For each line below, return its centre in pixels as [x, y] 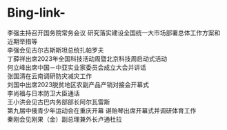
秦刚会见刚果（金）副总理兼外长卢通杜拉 [65, 119]
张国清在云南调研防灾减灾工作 [49, 76]
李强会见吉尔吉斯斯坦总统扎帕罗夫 [56, 50]
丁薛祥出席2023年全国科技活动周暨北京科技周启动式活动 [87, 58]
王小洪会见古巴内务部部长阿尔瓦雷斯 [59, 102]
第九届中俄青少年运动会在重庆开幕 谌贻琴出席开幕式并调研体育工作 [102, 110]
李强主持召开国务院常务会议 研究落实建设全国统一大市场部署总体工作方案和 [114, 32]
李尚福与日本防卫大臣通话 [43, 93]
